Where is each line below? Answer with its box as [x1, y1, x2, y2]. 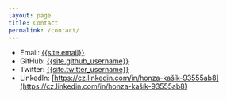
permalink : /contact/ [8, 26, 80, 34]
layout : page [8, 11, 52, 20]
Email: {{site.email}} [19, 48, 85, 58]
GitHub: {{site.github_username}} [19, 56, 129, 66]
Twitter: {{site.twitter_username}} [19, 65, 129, 74]
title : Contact [8, 19, 59, 27]
